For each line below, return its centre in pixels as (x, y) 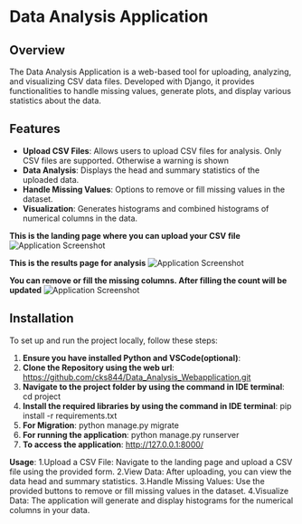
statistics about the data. (56, 100)
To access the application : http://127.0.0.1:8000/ (113, 444)
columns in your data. (50, 510)
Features (35, 129)
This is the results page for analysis (78, 262)
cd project (42, 396)
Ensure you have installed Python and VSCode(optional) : (132, 357)
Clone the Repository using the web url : (98, 367)
